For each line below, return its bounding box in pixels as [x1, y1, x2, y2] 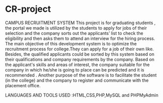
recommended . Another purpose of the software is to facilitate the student [5, 72, 157, 78]
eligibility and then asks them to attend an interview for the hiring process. [5, 35, 156, 41]
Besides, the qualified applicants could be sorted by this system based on [5, 51, 155, 57]
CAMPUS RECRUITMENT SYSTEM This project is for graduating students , [5, 20, 156, 26]
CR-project [5, 3, 51, 15]
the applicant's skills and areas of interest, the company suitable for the [5, 62, 150, 68]
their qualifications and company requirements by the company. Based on [5, 56, 155, 62]
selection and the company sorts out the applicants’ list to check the [5, 30, 143, 36]
